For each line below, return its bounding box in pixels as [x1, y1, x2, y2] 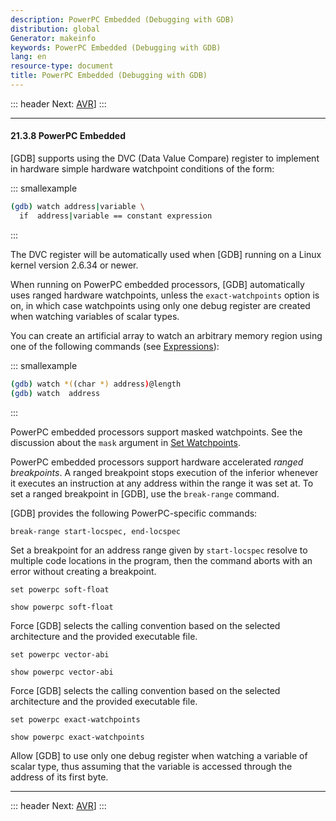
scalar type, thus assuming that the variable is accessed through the [10, 760, 293, 772]
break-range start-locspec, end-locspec [10, 526, 182, 536]
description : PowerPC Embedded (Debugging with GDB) [10, 14, 235, 25]
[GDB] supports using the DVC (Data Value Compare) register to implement [10, 152, 320, 165]
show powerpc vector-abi [10, 667, 114, 677]
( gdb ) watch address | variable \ [10, 202, 145, 212]
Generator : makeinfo [10, 33, 97, 43]
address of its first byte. [10, 771, 109, 783]
